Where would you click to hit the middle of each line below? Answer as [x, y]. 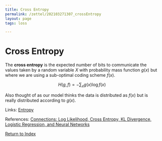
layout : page [18, 18]
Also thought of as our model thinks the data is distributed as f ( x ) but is [77, 95]
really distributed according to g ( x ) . [40, 100]
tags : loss [16, 23]
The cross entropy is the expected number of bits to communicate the [76, 65]
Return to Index [20, 134]
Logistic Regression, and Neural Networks [47, 124]
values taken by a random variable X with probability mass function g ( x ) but [81, 70]
